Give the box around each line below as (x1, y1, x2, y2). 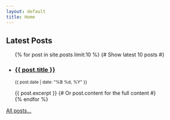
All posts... (6, 107, 32, 114)
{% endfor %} (14, 95, 49, 102)
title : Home (6, 14, 35, 20)
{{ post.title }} (14, 66, 56, 74)
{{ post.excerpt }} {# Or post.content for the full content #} (14, 89, 157, 97)
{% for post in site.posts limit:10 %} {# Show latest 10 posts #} (14, 51, 165, 59)
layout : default (6, 8, 46, 15)
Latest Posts (6, 36, 53, 46)
